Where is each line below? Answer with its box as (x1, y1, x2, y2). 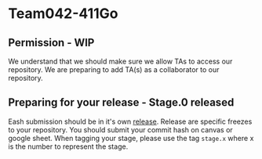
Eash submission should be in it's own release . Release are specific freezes (8, 117, 253, 126)
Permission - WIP (8, 36, 95, 49)
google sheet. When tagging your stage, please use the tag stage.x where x (8, 133, 254, 143)
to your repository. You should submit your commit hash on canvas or (8, 125, 233, 134)
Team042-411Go (8, 5, 119, 23)
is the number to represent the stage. (8, 142, 129, 151)
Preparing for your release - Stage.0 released (8, 96, 235, 110)
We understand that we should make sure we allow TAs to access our (8, 56, 233, 66)
